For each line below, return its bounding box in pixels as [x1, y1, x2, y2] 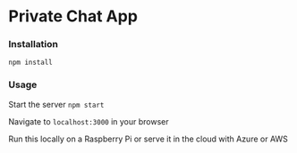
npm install [8, 58, 53, 68]
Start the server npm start [8, 99, 105, 109]
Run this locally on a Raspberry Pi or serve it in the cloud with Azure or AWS [8, 133, 288, 144]
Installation [8, 38, 59, 51]
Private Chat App [8, 6, 138, 27]
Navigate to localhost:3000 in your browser [8, 116, 169, 126]
